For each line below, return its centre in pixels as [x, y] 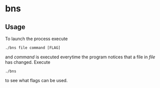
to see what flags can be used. [37, 80]
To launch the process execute [37, 39]
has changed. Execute [28, 62]
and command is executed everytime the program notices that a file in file [80, 57]
